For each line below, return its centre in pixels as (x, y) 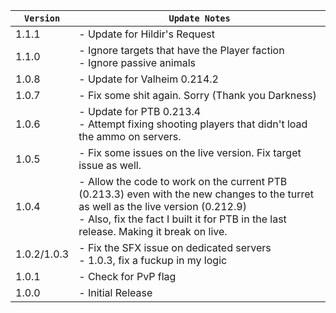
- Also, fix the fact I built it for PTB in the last (182, 219)
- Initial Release (115, 292)
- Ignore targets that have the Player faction (181, 50)
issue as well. (110, 165)
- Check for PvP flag (127, 276)
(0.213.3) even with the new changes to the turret (196, 194)
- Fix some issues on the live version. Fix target (190, 152)
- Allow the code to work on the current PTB (183, 181)
